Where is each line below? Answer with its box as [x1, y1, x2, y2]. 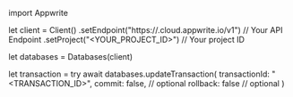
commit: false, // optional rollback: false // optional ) [94, 78, 285, 88]
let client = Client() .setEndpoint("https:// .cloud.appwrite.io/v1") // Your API [8, 25, 283, 35]
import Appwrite [8, 8, 69, 18]
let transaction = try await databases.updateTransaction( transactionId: [8, 69, 271, 79]
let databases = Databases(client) [8, 52, 134, 61]
